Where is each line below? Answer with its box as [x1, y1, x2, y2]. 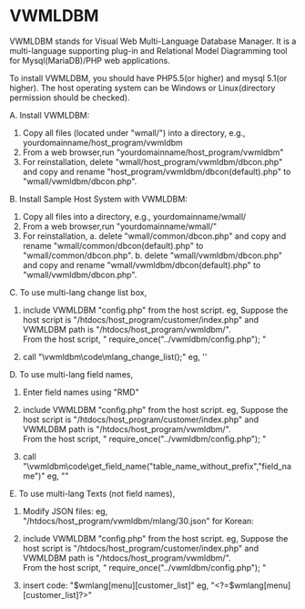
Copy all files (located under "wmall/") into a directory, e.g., [22, 127, 246, 138]
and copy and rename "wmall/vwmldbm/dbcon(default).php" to [22, 259, 261, 270]
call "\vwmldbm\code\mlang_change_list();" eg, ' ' [22, 351, 208, 362]
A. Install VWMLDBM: [9, 109, 90, 120]
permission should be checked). [9, 92, 130, 103]
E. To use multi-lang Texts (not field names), [9, 488, 176, 499]
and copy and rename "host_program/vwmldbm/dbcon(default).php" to [22, 166, 291, 177]
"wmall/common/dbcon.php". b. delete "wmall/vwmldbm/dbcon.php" [22, 250, 283, 261]
